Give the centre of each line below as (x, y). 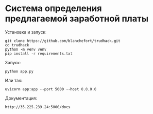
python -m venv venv (26, 49)
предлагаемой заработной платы (77, 19)
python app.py (19, 71)
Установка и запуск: (26, 32)
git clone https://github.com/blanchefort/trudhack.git (63, 41)
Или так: (14, 80)
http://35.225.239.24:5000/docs (38, 107)
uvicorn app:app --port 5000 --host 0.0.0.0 (51, 89)
